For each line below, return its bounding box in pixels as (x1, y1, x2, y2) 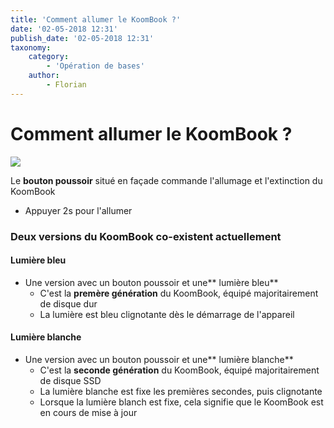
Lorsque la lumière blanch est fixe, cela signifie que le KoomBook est (39, 396, 324, 408)
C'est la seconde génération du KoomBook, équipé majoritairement (39, 364, 320, 376)
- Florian (46, 80, 87, 90)
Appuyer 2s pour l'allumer (24, 204, 133, 216)
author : (28, 71, 60, 81)
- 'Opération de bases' (46, 61, 145, 71)
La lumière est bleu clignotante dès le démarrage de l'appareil (39, 308, 295, 320)
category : (28, 52, 70, 62)
